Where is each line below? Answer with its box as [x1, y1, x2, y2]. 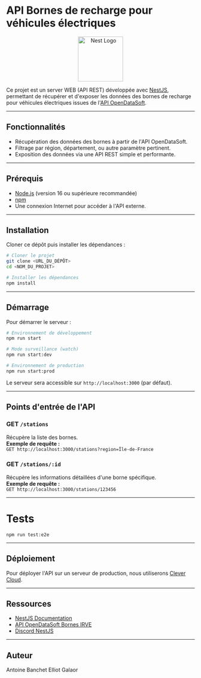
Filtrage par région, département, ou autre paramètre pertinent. [14, 144, 171, 152]
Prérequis [6, 174, 44, 184]
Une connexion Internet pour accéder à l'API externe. [14, 202, 147, 210]
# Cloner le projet [6, 253, 55, 259]
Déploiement [6, 553, 56, 564]
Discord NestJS [14, 627, 54, 635]
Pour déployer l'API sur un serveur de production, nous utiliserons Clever [6, 570, 186, 577]
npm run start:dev [6, 352, 52, 358]
